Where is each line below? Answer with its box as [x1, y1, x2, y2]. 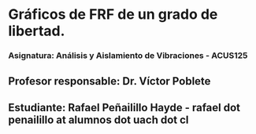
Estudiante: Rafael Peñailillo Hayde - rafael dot [8, 100, 241, 114]
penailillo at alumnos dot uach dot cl [8, 113, 189, 126]
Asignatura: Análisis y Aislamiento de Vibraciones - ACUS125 [8, 50, 248, 61]
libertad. [8, 22, 65, 40]
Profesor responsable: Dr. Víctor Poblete [8, 74, 211, 88]
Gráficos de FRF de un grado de [8, 5, 218, 24]
